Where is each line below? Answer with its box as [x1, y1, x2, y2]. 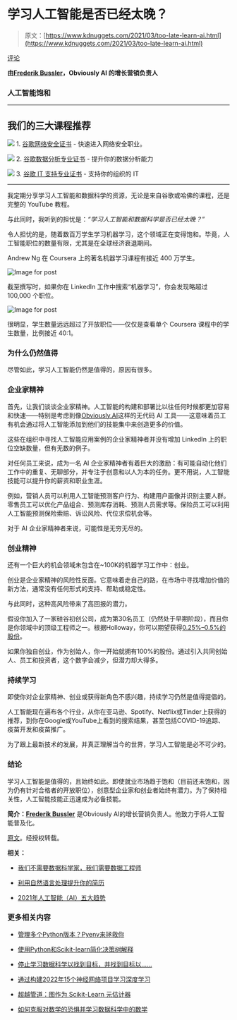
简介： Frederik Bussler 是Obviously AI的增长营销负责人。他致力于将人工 [7, 809, 219, 818]
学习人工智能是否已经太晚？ [7, 6, 169, 23]
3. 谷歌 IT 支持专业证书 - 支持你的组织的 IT [16, 170, 139, 178]
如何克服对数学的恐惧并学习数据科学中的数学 [17, 1004, 148, 1013]
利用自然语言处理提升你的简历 [17, 878, 104, 887]
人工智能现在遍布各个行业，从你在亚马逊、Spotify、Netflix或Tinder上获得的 [7, 708, 227, 716]
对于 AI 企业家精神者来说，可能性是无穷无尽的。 [7, 523, 147, 533]
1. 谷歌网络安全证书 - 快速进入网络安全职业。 [16, 140, 146, 148]
